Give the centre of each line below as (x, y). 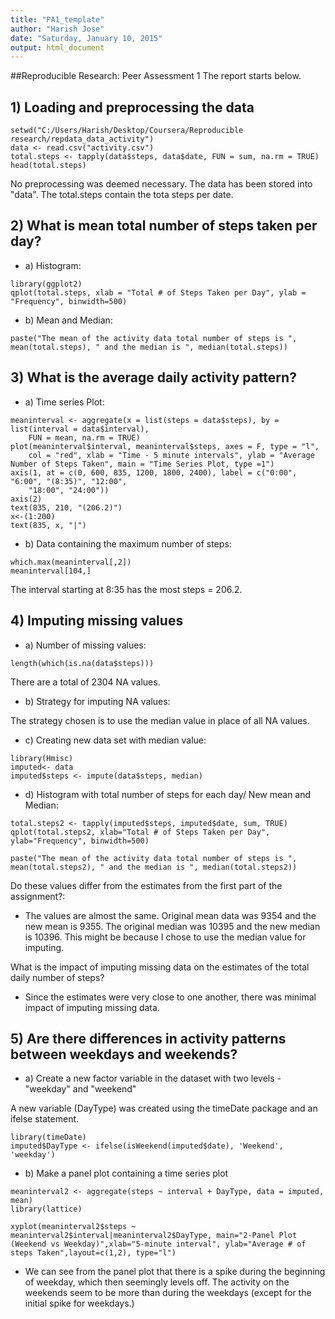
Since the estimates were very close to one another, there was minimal (170, 997)
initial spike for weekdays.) (79, 1303)
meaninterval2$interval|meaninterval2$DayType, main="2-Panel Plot (154, 1236)
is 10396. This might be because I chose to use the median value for (165, 937)
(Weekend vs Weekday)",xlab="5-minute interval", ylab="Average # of (158, 1244)
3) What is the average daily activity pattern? (153, 377)
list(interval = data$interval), (80, 429)
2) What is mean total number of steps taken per (164, 226)
